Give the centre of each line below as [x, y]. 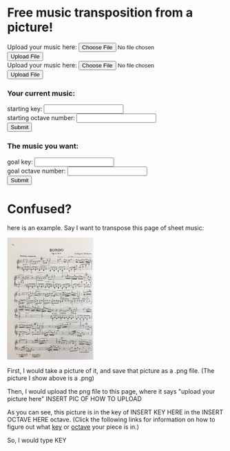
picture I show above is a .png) [51, 378]
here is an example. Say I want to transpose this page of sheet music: [106, 228]
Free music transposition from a [100, 13]
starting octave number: [41, 118]
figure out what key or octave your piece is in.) [73, 427]
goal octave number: [36, 171]
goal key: [20, 162]
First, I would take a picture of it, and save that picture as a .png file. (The [111, 371]
